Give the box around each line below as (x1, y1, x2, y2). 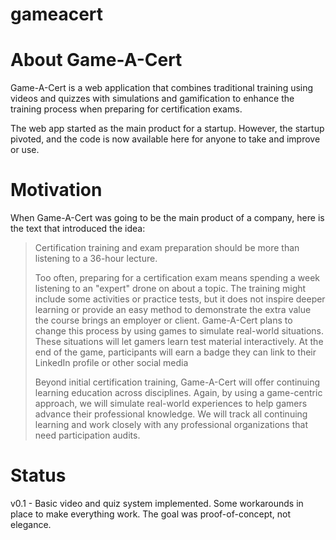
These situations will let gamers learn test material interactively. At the (34, 336, 324, 348)
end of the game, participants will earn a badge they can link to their (34, 346, 317, 358)
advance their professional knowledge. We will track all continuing (34, 408, 308, 420)
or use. (10, 144, 40, 156)
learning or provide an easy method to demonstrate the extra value (34, 304, 312, 316)
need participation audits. (34, 429, 141, 442)
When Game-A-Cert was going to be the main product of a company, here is (10, 212, 325, 224)
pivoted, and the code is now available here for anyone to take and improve (10, 133, 321, 145)
